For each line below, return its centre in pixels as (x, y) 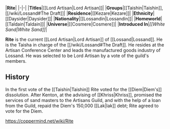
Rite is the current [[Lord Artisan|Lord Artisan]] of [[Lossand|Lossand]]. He (84, 39)
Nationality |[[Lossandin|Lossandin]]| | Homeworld (108, 19)
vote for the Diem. (24, 111)
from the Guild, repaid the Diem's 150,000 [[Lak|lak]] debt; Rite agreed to (82, 106)
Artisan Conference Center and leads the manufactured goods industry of (83, 50)
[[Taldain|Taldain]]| (25, 24)
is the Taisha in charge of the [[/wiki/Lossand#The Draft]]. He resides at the (85, 45)
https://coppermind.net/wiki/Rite (40, 121)
